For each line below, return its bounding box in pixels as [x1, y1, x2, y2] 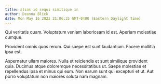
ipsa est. [5, 49, 22, 55]
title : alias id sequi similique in [5, 7, 79, 12]
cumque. [5, 34, 23, 40]
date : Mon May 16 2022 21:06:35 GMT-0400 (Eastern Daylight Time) [5, 16, 141, 21]
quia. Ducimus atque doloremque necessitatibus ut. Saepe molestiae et [5, 63, 147, 69]
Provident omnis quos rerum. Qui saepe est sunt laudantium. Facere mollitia [5, 44, 155, 50]
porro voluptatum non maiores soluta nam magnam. [5, 73, 108, 80]
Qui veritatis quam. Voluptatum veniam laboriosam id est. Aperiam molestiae [5, 29, 157, 35]
